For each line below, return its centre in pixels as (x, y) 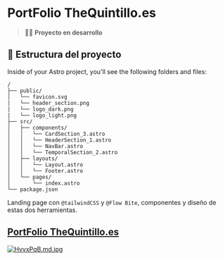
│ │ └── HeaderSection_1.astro (59, 140)
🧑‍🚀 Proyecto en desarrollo (63, 32)
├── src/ (20, 121)
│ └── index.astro (44, 183)
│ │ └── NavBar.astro (45, 146)
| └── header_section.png (49, 103)
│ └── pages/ (30, 177)
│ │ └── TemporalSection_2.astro (63, 152)
